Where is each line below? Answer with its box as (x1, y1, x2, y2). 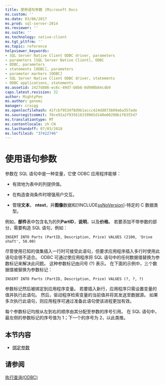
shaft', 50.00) (5, 239, 36, 244)
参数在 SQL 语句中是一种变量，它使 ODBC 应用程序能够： (5, 171, 121, 177)
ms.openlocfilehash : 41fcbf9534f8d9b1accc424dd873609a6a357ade (5, 108, 137, 113)
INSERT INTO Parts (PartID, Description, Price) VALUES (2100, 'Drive (5, 235, 153, 240)
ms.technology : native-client (5, 35, 67, 40)
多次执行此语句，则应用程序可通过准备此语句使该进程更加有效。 (5, 298, 134, 304)
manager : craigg (5, 103, 38, 108)
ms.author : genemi (5, 99, 43, 104)
